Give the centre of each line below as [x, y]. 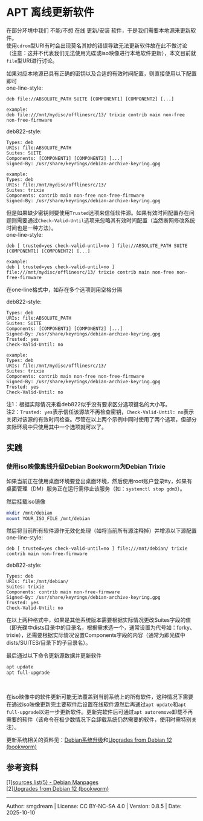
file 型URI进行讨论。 [32, 61]
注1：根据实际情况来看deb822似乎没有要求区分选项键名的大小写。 [89, 404]
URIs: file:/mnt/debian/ [37, 582]
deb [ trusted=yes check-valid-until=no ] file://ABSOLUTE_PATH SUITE [97, 246]
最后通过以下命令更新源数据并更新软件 [54, 656]
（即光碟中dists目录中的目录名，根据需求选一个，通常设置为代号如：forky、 [101, 628]
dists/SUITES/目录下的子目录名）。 [49, 643]
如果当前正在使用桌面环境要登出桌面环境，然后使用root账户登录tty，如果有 [99, 481]
